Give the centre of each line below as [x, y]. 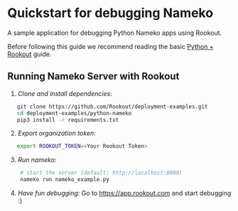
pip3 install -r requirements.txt [68, 120]
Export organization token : [56, 134]
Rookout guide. [29, 54]
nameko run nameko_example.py [65, 180]
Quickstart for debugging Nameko [110, 13]
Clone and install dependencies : [65, 93]
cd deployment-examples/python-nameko [74, 113]
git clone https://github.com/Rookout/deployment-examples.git [112, 107]
